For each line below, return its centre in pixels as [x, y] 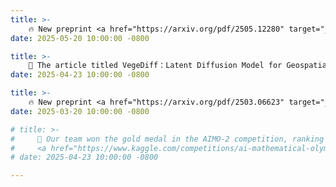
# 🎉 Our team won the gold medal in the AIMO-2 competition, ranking [167, 139]
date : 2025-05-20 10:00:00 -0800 [80, 38]
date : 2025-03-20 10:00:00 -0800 [80, 111]
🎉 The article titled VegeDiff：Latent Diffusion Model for [155, 66]
